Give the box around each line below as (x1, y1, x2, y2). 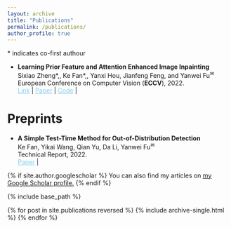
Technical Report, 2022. (17, 150, 88, 159)
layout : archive (7, 10, 55, 18)
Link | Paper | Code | (17, 86, 77, 95)
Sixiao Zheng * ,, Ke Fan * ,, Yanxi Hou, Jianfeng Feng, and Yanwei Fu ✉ (17, 70, 215, 79)
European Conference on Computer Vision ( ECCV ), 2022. (17, 79, 185, 87)
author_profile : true (7, 29, 71, 37)
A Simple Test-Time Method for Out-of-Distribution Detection (17, 134, 201, 142)
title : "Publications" (7, 17, 74, 24)
